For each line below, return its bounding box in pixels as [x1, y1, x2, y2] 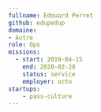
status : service [22, 70, 77, 78]
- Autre [8, 33, 34, 42]
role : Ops [8, 41, 41, 49]
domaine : [8, 26, 37, 34]
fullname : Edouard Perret [8, 11, 93, 20]
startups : [8, 84, 41, 93]
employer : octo [22, 77, 73, 85]
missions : [8, 48, 41, 56]
